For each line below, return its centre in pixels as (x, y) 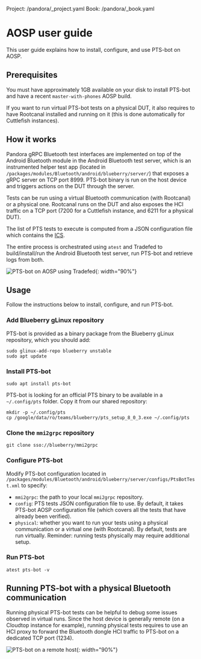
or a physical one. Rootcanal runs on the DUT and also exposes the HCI (95, 204)
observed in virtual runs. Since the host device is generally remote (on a (95, 619)
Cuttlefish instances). (32, 121)
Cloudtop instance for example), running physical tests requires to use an (97, 625)
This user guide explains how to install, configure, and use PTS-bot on (93, 49)
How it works (31, 140)
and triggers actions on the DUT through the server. (70, 186)
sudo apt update (26, 356)
